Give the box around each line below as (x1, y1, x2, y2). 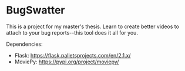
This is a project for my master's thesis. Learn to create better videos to (6, 23, 179, 30)
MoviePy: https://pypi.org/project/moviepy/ (14, 58, 119, 65)
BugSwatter (6, 4, 65, 17)
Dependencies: (6, 40, 43, 48)
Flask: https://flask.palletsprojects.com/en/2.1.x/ (14, 52, 131, 59)
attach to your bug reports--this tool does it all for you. (6, 29, 138, 36)
